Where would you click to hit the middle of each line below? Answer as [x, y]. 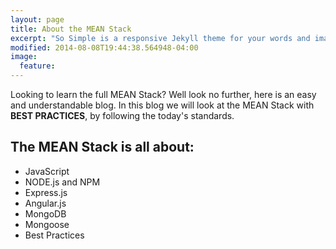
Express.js [46, 192]
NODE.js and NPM [62, 182]
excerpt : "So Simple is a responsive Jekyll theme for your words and [160, 38]
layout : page [37, 19]
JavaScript [47, 171]
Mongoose [47, 224]
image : [24, 57]
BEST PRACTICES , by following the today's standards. [122, 115]
